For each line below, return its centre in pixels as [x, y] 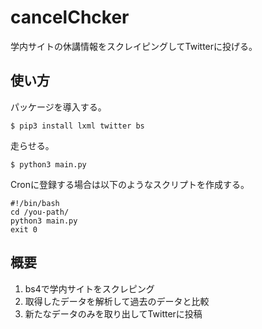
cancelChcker [70, 17]
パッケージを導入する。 [58, 107]
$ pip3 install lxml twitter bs [77, 126]
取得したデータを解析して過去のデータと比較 [117, 301]
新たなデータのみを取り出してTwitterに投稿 [113, 313]
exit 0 [24, 229]
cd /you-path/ [40, 212]
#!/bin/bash [35, 203]
